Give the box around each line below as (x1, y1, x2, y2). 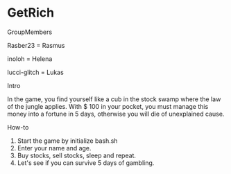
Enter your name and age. (17, 143, 92, 152)
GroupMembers (7, 28, 53, 36)
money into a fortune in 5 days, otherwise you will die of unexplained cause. (7, 110, 225, 118)
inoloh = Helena (7, 54, 53, 63)
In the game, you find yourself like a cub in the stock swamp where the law (7, 95, 221, 103)
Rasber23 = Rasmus (7, 41, 65, 49)
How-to (7, 123, 29, 131)
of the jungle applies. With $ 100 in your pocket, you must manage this (7, 102, 209, 110)
